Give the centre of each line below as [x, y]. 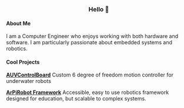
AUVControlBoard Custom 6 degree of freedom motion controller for [90, 75]
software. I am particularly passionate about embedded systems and [89, 43]
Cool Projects [23, 62]
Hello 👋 [99, 9]
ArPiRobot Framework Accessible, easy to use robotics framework [88, 92]
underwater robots [29, 81]
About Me [19, 23]
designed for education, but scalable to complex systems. [76, 99]
